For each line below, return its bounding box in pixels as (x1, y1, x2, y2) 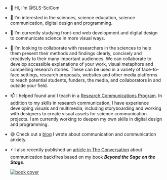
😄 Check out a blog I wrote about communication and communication (10, 131, 156, 137)
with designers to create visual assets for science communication (10, 111, 147, 116)
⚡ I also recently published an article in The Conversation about (10, 147, 143, 153)
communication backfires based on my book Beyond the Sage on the (10, 154, 156, 160)
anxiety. (10, 137, 27, 143)
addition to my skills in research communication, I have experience (10, 100, 149, 106)
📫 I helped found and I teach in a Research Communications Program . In (10, 93, 162, 99)
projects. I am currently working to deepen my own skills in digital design (10, 116, 162, 122)
